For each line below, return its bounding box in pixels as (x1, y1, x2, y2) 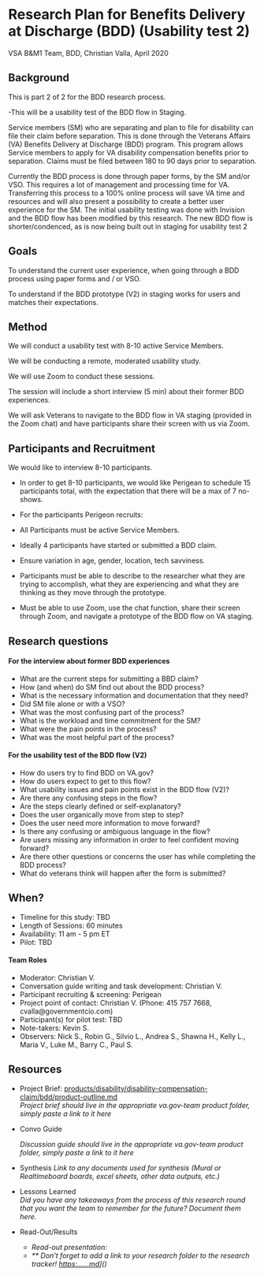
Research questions (8, 634, 109, 648)
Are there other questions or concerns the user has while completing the (19, 851, 256, 861)
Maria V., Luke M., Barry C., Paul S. (19, 1040, 133, 1049)
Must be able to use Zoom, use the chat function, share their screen (19, 603, 240, 612)
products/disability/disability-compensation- (64, 1084, 208, 1093)
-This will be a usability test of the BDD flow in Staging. (8, 107, 187, 117)
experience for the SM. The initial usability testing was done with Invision (8, 205, 245, 214)
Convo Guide (19, 1124, 63, 1133)
